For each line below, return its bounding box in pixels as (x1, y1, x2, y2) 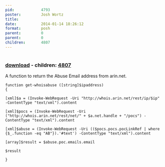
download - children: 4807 (5, 61, 71, 68)
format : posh (5, 26, 50, 31)
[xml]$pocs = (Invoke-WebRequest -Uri (5, 109, 86, 114)
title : (5, 17, 19, 22)
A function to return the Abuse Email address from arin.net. (5, 73, 127, 79)
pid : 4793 (5, 7, 50, 13)
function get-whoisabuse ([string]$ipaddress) (5, 83, 104, 88)
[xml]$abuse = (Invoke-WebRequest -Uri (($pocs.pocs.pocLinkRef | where (5, 126, 160, 132)
